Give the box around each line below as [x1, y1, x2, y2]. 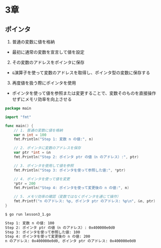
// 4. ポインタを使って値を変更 [14, 176, 70, 181]
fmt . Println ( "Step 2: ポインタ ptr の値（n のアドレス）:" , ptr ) [14, 155, 139, 160]
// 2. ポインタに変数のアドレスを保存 [14, 146, 81, 150]
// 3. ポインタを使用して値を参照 [14, 163, 74, 168]
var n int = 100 [14, 132, 47, 137]
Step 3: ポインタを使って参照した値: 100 [5, 230, 80, 234]
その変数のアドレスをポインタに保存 [12, 59, 85, 65]
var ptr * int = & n [14, 150, 51, 155]
